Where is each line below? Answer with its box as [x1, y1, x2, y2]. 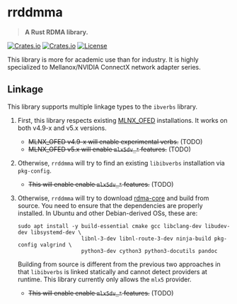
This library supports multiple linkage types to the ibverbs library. [7, 102, 198, 111]
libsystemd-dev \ [30, 229, 81, 236]
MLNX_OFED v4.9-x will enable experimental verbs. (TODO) [28, 137, 203, 146]
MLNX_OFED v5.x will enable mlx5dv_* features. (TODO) [28, 145, 191, 153]
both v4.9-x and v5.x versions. [17, 124, 108, 132]
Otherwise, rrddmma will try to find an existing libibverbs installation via [17, 158, 225, 167]
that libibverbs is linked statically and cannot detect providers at [17, 267, 207, 276]
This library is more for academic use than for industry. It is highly [7, 55, 200, 64]
